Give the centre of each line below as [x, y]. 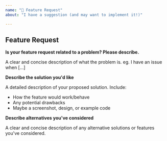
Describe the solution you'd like [40, 78]
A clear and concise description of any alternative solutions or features [80, 128]
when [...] [15, 67]
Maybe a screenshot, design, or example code [62, 108]
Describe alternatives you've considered [50, 118]
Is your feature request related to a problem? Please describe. [72, 52]
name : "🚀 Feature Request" [34, 10]
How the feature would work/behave [51, 97]
